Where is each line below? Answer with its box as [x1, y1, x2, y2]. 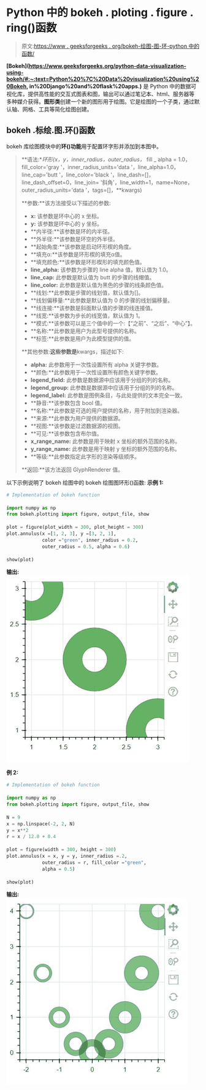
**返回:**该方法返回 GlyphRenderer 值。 [21, 466, 124, 473]
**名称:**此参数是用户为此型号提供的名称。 [30, 327, 140, 335]
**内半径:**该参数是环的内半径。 [30, 227, 113, 235]
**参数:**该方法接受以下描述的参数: [21, 199, 111, 206]
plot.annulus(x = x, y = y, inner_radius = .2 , [6, 853, 128, 859]
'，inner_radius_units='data [60, 163, 130, 170]
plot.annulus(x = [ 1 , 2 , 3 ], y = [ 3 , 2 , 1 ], [6, 531, 116, 537]
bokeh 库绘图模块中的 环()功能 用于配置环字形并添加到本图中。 [6, 142, 162, 150]
